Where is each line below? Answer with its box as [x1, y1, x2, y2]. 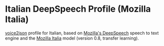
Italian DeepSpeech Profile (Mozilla [5, 3, 151, 15]
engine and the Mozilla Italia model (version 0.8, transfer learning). [5, 35, 139, 41]
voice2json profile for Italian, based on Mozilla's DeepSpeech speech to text [5, 30, 159, 36]
